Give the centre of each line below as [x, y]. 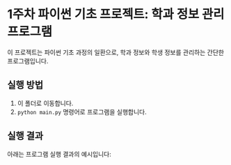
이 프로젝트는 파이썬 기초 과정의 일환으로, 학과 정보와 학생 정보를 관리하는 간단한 [116, 52]
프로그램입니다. [28, 61]
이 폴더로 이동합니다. [45, 103]
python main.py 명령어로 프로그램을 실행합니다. [82, 111]
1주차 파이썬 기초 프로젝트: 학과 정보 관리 [116, 14]
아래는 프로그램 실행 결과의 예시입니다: [59, 154]
